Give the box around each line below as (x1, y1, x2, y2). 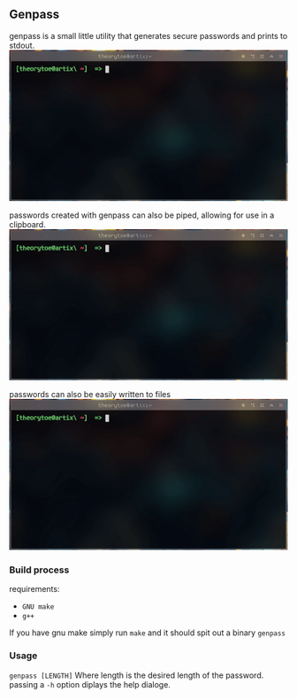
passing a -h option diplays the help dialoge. (9, 679, 171, 689)
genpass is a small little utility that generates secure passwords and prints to (9, 30, 288, 41)
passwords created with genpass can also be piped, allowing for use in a (9, 210, 275, 220)
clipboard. (9, 219, 46, 229)
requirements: (9, 584, 60, 595)
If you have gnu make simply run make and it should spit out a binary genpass (9, 627, 286, 638)
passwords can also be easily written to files (9, 389, 171, 400)
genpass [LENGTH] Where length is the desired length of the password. (9, 670, 264, 680)
